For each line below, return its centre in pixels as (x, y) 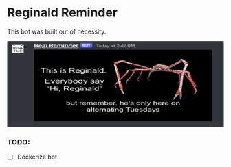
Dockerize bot (37, 157)
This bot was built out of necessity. (57, 31)
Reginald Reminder (63, 13)
